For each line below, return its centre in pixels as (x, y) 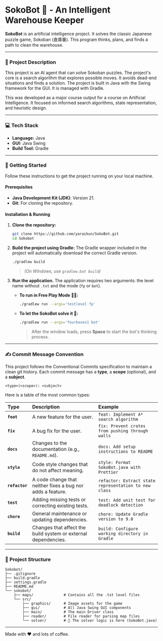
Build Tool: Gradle (30, 148)
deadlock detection (121, 505)
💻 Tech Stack (22, 125)
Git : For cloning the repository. (43, 203)
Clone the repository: (34, 225)
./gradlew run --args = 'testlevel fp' (57, 304)
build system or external (60, 534)
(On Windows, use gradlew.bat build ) (62, 271)
